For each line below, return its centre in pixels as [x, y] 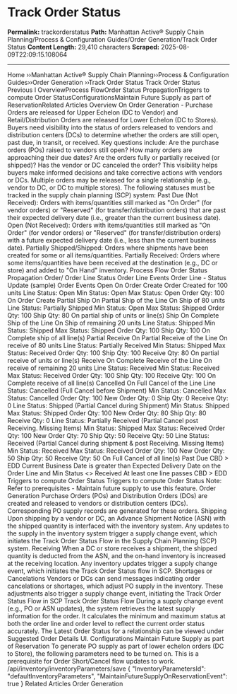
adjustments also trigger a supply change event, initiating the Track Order [114, 593]
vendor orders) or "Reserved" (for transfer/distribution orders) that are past [117, 210]
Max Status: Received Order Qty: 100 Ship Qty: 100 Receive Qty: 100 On [112, 375]
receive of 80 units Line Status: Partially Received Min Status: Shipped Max [116, 345]
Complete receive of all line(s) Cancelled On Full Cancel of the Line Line [112, 383]
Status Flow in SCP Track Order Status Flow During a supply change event [115, 601]
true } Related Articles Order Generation [65, 683]
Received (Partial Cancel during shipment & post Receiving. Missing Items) [116, 443]
